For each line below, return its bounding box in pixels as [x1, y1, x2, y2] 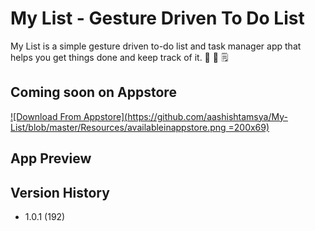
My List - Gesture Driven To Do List [10, 7, 305, 30]
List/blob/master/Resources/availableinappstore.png [10, 121, 227, 133]
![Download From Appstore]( [10, 110, 128, 122]
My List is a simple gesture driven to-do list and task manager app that [10, 40, 302, 52]
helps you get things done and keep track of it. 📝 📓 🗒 [10, 51, 229, 63]
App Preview [10, 150, 92, 167]
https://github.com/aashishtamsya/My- [127, 110, 288, 122]
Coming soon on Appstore [10, 84, 177, 101]
